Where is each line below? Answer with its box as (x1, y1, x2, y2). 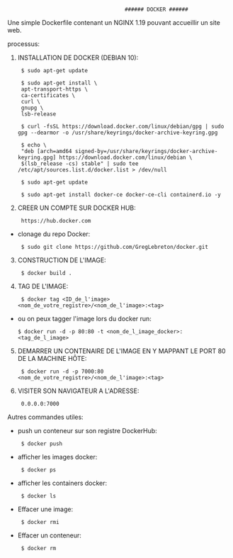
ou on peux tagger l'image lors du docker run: (17, 315, 152, 323)
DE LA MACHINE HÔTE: (17, 355, 87, 362)
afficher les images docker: (17, 453, 98, 461)
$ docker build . (21, 269, 72, 277)
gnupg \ (21, 104, 44, 111)
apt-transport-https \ (21, 86, 89, 93)
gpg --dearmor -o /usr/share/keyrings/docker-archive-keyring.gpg (17, 129, 218, 136)
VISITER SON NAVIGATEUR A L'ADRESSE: (17, 386, 140, 395)
